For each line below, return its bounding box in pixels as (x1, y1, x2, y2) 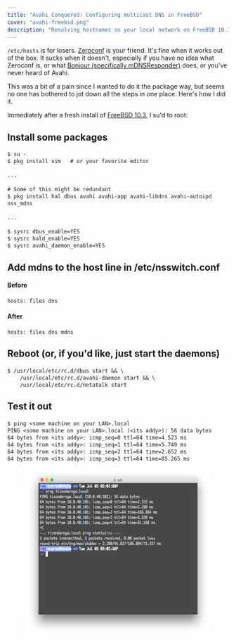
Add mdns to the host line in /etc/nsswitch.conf (7, 261, 220, 274)
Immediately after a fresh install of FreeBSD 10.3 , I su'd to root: (7, 111, 188, 120)
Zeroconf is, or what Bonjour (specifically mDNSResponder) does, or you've (7, 61, 228, 70)
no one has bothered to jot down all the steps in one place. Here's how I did (7, 90, 226, 98)
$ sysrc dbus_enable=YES (7, 229, 80, 236)
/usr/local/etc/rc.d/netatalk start (20, 381, 128, 388)
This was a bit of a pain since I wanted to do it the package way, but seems (7, 82, 225, 91)
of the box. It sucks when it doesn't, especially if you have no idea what (7, 53, 214, 63)
